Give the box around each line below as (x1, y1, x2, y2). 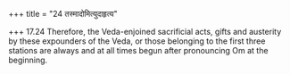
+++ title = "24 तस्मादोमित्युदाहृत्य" (8, 9, 118, 19)
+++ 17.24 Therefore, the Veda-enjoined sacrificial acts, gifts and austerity (8, 27, 282, 37)
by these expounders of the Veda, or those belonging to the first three (8, 36, 266, 46)
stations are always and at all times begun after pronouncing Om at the (8, 45, 269, 55)
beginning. (8, 54, 48, 65)
